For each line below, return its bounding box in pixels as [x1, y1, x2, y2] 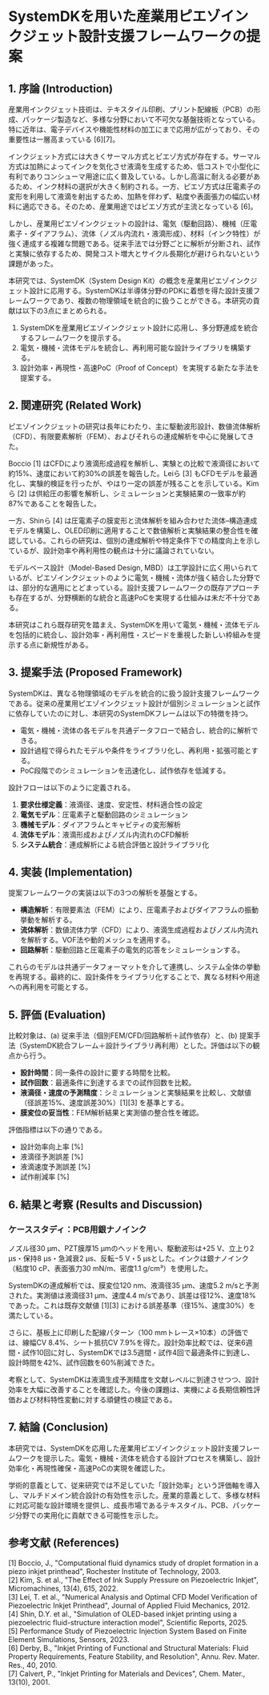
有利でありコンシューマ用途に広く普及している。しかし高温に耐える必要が [8, 172, 254, 181]
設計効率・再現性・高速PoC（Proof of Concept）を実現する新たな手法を [19, 363, 259, 373]
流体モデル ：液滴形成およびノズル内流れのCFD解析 [19, 829, 190, 839]
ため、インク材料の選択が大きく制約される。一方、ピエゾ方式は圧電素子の [14, 182, 261, 191]
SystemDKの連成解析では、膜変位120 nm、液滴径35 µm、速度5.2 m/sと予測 [8, 1280, 259, 1290]
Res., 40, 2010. [8, 1660, 58, 1669]
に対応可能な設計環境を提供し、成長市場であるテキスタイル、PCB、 [8, 1500, 233, 1510]
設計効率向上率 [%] [19, 1142, 84, 1152]
